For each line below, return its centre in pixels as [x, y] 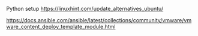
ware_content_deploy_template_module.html [61, 27]
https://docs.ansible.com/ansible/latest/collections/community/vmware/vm [99, 20]
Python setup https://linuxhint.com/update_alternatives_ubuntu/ [85, 9]
